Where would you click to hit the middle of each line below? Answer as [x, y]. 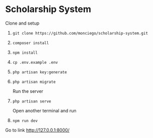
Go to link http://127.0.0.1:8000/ [37, 130]
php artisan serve [32, 101]
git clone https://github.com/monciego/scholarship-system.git [80, 33]
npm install [25, 53]
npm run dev [25, 121]
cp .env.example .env [35, 62]
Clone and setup [22, 23]
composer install [31, 43]
